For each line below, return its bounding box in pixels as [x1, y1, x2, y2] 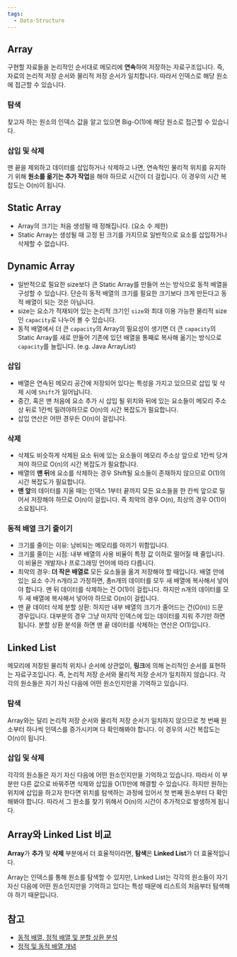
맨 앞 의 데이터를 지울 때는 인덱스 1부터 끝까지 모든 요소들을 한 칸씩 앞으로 [17, 487, 218, 495]
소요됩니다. [17, 504, 49, 513]
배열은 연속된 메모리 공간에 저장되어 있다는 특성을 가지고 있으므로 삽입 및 [17, 378, 218, 387]
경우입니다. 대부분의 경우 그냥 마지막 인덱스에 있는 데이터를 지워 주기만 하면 [17, 612, 226, 621]
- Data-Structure [13, 17, 65, 24]
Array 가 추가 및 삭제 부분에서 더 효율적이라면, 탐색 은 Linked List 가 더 [7, 849, 200, 857]
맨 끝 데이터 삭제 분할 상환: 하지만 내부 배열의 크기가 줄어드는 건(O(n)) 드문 [17, 603, 224, 611]
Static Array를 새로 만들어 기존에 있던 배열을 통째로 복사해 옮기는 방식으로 [17, 333, 222, 341]
